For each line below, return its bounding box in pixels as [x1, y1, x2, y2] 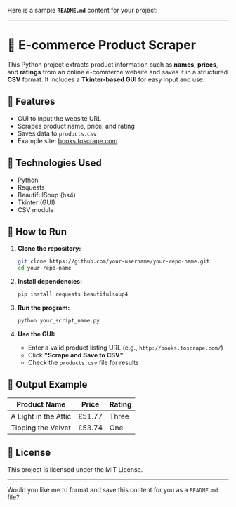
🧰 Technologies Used [7, 157, 102, 169]
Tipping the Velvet [11, 423, 72, 433]
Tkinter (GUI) [17, 198, 55, 206]
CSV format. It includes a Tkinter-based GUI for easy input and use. [7, 75, 205, 84]
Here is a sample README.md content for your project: [7, 6, 158, 14]
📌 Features [7, 96, 55, 107]
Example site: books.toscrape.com [17, 136, 118, 145]
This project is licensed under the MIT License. [7, 465, 143, 473]
